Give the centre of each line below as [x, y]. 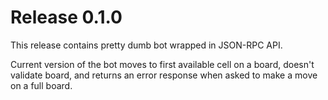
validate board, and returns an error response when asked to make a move [164, 75]
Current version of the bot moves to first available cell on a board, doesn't [162, 64]
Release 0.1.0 [66, 17]
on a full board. [41, 85]
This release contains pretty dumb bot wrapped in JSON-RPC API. [146, 45]
